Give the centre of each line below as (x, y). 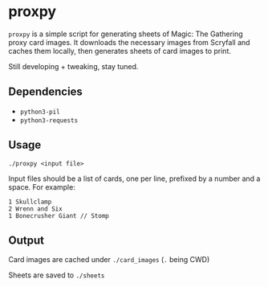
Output (26, 240)
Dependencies (45, 92)
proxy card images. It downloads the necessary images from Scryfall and (129, 42)
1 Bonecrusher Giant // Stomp (59, 215)
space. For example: (42, 187)
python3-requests (49, 120)
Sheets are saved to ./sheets (57, 275)
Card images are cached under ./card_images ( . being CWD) (109, 260)
